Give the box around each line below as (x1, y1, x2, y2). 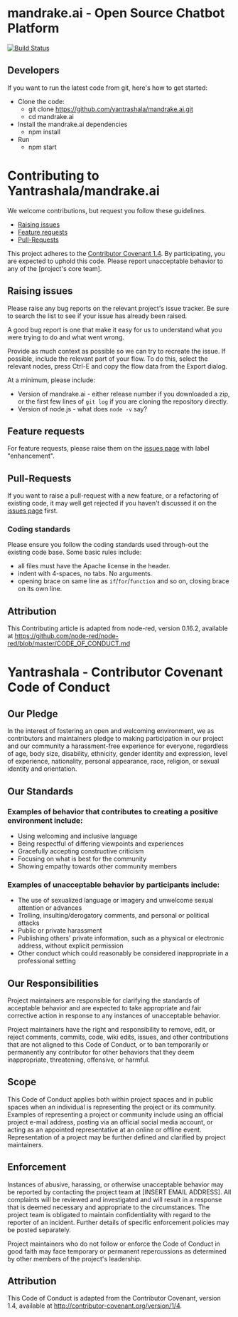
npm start (28, 143, 57, 151)
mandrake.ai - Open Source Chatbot (7, 5, 225, 21)
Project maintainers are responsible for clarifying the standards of (7, 996, 200, 1005)
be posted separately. (7, 1225, 71, 1234)
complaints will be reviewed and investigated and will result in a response (7, 1195, 222, 1204)
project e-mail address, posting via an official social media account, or (7, 1117, 213, 1126)
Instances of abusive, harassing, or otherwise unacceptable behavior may (7, 1180, 224, 1189)
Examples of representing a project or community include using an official (7, 1110, 224, 1119)
